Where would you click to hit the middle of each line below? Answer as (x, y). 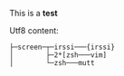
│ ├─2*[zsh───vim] (58, 55)
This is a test (33, 13)
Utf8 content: (34, 30)
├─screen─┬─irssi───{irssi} (62, 47)
